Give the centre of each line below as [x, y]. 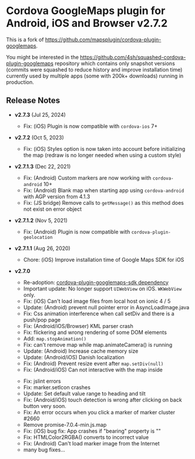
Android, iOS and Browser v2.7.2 [87, 23]
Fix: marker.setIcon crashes [57, 387]
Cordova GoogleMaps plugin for [86, 11]
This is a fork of [25, 39]
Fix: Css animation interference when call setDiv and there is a [99, 313]
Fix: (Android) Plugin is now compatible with [77, 232]
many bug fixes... [44, 450]
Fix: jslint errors [42, 381]
